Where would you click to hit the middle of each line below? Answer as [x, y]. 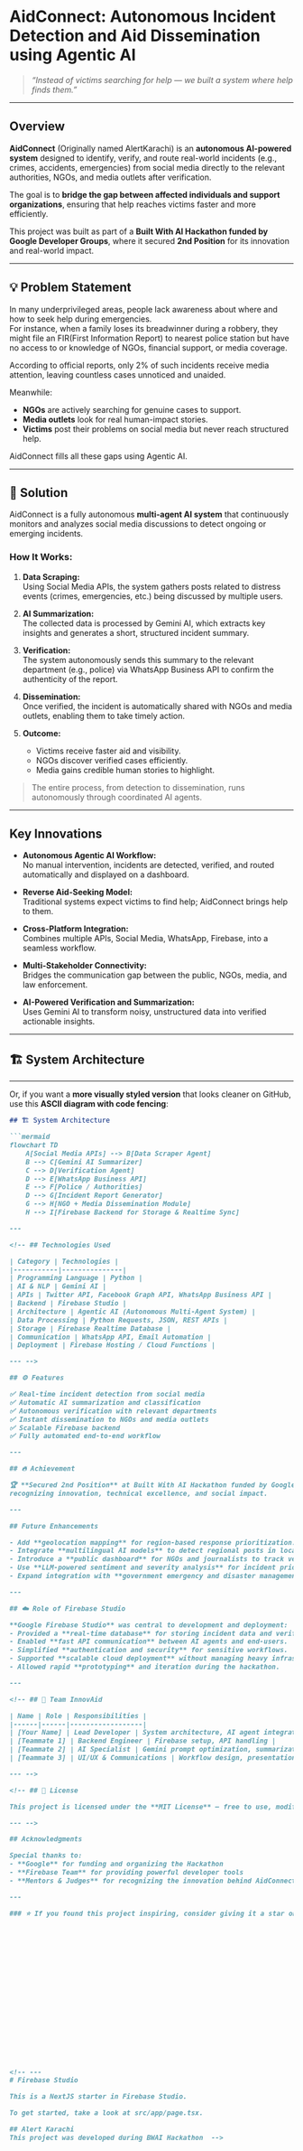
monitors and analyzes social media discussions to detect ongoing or [138, 524]
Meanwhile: [31, 392]
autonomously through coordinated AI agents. [117, 797]
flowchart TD [34, 1146]
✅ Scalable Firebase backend [65, 1428]
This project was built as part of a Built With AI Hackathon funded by [139, 231]
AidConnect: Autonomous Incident [143, 17]
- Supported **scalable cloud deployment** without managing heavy [139, 1659]
